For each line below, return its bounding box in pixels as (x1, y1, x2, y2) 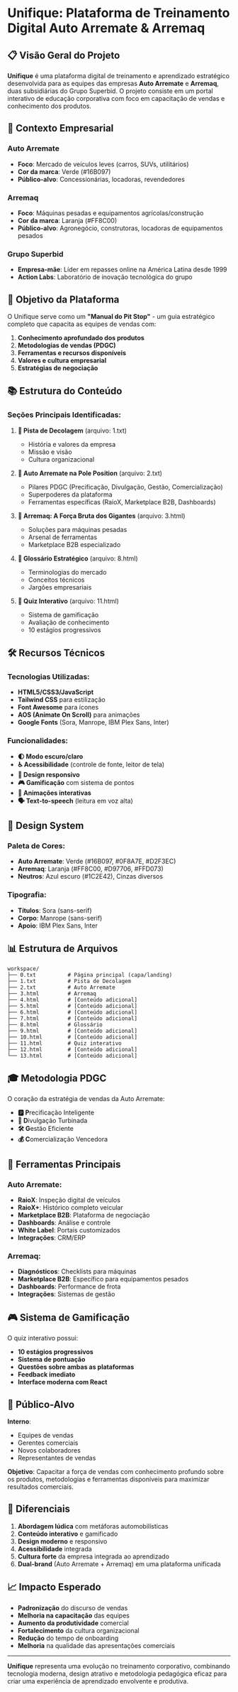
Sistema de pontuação (17, 1355, 86, 1364)
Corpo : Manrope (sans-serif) (17, 913, 103, 922)
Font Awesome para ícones (17, 703, 99, 712)
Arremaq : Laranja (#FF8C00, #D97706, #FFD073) (17, 864, 164, 873)
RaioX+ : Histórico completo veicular (17, 1203, 123, 1212)
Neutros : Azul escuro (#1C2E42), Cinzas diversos (17, 872, 164, 881)
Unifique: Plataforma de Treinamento (7, 5, 230, 21)
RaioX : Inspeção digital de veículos (17, 1195, 120, 1205)
